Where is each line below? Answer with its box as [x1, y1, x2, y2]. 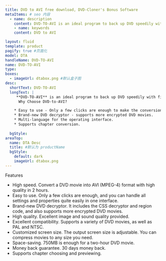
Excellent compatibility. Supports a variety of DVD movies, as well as [12, 218, 152, 224]
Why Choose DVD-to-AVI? [18, 99, 68, 104]
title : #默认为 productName [9, 145, 65, 150]
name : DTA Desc [9, 140, 41, 145]
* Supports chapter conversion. [14, 122, 81, 127]
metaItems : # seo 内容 [5, 12, 50, 17]
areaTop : [5, 136, 23, 141]
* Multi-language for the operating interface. [14, 117, 114, 122]
